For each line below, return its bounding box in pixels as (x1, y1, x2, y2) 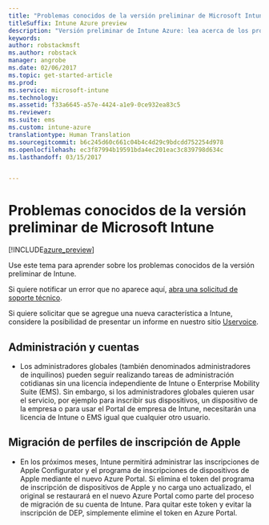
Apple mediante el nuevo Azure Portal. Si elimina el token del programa (19, 474, 255, 483)
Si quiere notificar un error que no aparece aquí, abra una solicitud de (8, 285, 239, 295)
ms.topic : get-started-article (8, 71, 113, 79)
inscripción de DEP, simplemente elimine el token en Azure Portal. (19, 507, 238, 517)
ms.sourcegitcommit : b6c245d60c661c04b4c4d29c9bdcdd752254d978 (8, 138, 224, 146)
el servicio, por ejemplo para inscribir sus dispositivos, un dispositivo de (19, 395, 259, 405)
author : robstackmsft (8, 42, 81, 50)
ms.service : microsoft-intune (8, 86, 110, 94)
